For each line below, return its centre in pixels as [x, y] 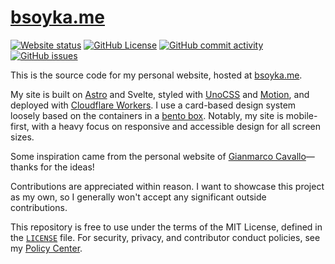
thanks [24, 167]
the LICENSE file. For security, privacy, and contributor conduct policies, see [165, 237]
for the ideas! [67, 167]
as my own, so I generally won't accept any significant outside [138, 197]
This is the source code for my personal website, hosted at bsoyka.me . [156, 75]
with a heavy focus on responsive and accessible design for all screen [176, 126]
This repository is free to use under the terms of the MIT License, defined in [166, 227]
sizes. [22, 137]
